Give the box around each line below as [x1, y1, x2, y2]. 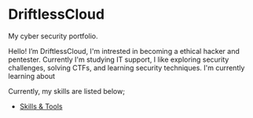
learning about [8, 71, 56, 80]
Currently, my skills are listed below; [8, 86, 126, 95]
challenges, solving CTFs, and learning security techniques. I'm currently [8, 63, 245, 72]
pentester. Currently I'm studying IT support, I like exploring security [8, 55, 229, 64]
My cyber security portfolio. [8, 31, 98, 41]
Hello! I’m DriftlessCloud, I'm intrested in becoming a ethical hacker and [8, 46, 240, 55]
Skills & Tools [19, 102, 63, 111]
